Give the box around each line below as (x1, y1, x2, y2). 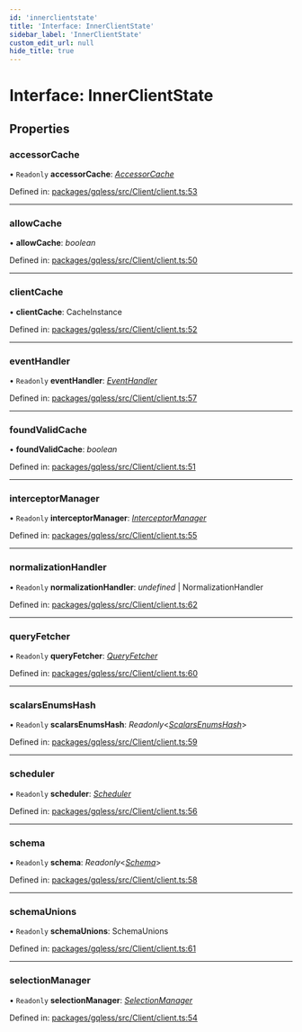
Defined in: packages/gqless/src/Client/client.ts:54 (9, 1012, 198, 1023)
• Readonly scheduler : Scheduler (9, 788, 132, 799)
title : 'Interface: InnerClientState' (9, 22, 155, 31)
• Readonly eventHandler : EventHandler (9, 375, 157, 385)
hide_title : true (9, 47, 75, 56)
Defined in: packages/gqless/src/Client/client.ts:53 (9, 186, 198, 196)
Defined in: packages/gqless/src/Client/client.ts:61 (9, 943, 196, 955)
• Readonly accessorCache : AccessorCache (9, 168, 175, 179)
